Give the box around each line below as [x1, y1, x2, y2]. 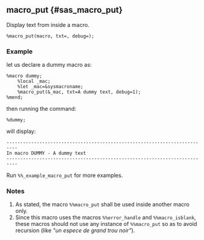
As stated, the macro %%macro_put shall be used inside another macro [15, 201, 190, 208]
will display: [6, 128, 36, 135]
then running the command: [6, 105, 77, 113]
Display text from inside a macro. [6, 21, 90, 28]
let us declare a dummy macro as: [6, 61, 92, 69]
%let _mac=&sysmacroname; [17, 84, 84, 90]
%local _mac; [17, 78, 51, 84]
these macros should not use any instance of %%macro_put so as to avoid [15, 220, 197, 228]
